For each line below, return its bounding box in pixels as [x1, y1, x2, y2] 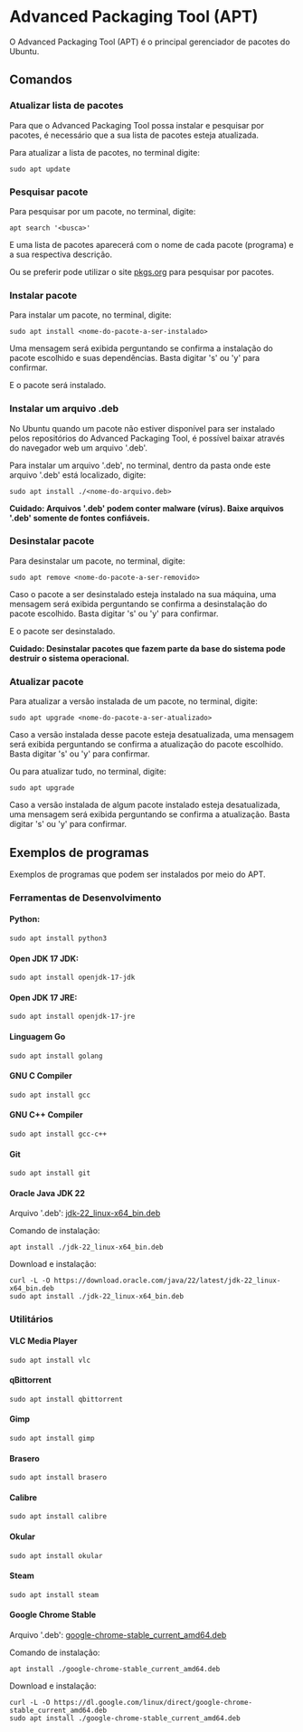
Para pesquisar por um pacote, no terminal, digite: [9, 205, 196, 216]
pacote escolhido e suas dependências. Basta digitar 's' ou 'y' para [9, 353, 260, 364]
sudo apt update [9, 165, 71, 174]
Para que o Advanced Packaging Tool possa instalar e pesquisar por [9, 119, 264, 130]
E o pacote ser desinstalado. [9, 625, 116, 636]
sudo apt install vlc [9, 1356, 91, 1365]
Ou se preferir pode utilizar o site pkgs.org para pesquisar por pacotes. [9, 266, 274, 277]
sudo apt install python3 [9, 934, 107, 943]
